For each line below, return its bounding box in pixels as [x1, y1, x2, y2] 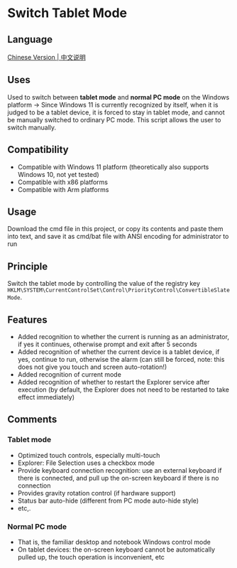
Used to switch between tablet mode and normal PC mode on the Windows [7, 92, 230, 101]
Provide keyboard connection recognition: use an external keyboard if [17, 466, 222, 474]
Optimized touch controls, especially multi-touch [17, 451, 160, 459]
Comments [7, 414, 57, 426]
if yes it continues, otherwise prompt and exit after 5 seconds [17, 340, 197, 349]
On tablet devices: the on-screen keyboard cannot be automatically [17, 545, 215, 554]
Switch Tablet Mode [7, 5, 128, 21]
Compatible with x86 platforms [17, 178, 109, 186]
